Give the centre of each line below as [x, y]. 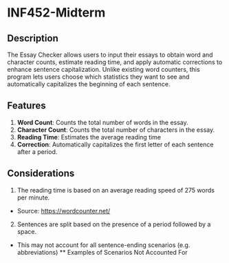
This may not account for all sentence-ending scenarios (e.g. [103, 245]
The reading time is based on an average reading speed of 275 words [116, 190]
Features [26, 106]
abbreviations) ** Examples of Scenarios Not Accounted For [102, 252]
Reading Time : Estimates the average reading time [89, 137]
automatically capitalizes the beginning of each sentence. [89, 84]
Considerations [41, 174]
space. [26, 231]
